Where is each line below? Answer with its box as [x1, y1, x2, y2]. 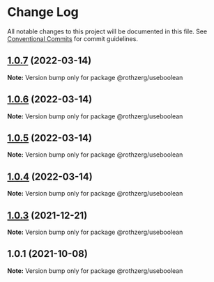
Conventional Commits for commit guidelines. [7, 34, 138, 42]
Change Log [7, 4, 79, 20]
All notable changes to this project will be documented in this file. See [7, 27, 208, 36]
